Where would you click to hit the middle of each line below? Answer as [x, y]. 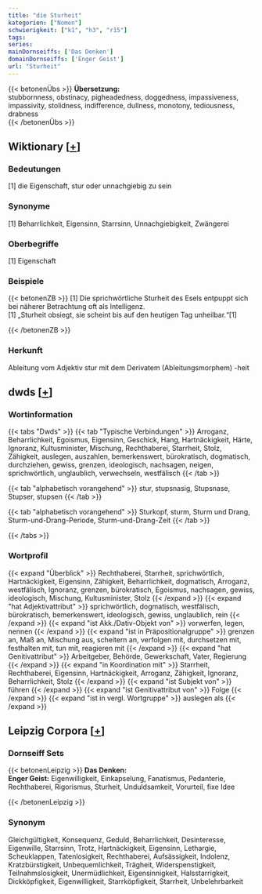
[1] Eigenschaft [32, 261]
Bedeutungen [34, 169]
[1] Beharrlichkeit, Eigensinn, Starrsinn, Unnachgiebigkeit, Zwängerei [118, 223]
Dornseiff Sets [36, 753]
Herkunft [25, 351]
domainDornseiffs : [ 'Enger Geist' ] [66, 60]
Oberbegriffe [33, 244]
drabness [23, 114]
